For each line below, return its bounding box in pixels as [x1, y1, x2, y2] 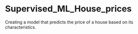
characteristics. [5, 24, 37, 30]
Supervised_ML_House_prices [5, 3, 132, 14]
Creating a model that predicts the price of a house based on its [5, 19, 134, 25]
